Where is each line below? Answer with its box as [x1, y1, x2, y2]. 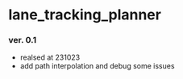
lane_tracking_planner [8, 6, 161, 24]
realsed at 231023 [19, 52, 81, 62]
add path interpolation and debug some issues [19, 61, 175, 71]
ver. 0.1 [8, 35, 37, 46]
